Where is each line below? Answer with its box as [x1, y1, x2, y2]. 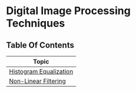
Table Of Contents [6, 40, 75, 50]
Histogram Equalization [9, 68, 74, 75]
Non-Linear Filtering [9, 77, 66, 85]
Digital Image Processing [6, 4, 131, 18]
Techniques [6, 16, 65, 30]
